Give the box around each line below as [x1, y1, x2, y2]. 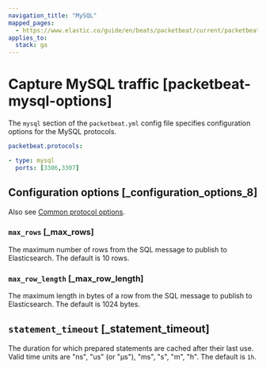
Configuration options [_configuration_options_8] [8, 186, 258, 199]
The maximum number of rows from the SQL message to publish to [8, 244, 228, 254]
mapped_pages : [8, 19, 55, 27]
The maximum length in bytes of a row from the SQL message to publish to [8, 291, 253, 301]
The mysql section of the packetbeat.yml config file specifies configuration [8, 118, 251, 128]
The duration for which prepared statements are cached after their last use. [8, 343, 254, 353]
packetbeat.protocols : [8, 142, 83, 151]
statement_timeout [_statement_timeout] [8, 322, 210, 336]
